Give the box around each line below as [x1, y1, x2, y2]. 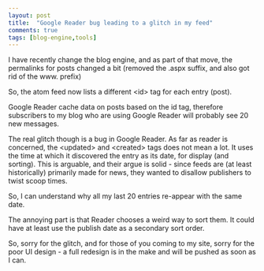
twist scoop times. [8, 176, 69, 186]
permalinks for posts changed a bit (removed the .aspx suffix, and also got [8, 64, 250, 73]
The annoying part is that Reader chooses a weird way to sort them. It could [8, 215, 255, 225]
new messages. [8, 119, 59, 128]
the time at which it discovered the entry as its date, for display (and [8, 151, 229, 161]
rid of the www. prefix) [8, 72, 82, 81]
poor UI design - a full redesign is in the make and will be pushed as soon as [8, 247, 256, 257]
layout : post [8, 11, 51, 20]
